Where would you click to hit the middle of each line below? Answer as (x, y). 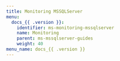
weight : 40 (30, 44)
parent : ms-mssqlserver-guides (55, 38)
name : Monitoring (38, 33)
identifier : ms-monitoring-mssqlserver (66, 28)
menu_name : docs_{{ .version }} (46, 49)
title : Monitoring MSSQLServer (44, 11)
